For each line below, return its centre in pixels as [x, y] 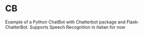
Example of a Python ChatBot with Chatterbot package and [65, 22]
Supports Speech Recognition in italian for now [77, 27]
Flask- [133, 22]
